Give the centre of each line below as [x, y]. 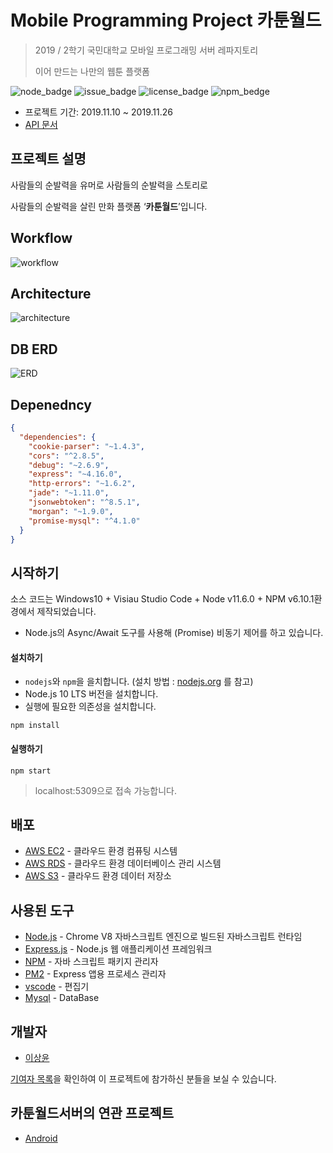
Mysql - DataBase [62, 998]
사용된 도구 [42, 910]
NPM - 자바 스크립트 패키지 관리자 [91, 962]
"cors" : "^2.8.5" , [66, 456]
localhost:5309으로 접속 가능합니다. [105, 790]
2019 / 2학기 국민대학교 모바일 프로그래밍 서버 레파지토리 [146, 50]
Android [41, 1138]
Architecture [51, 293]
